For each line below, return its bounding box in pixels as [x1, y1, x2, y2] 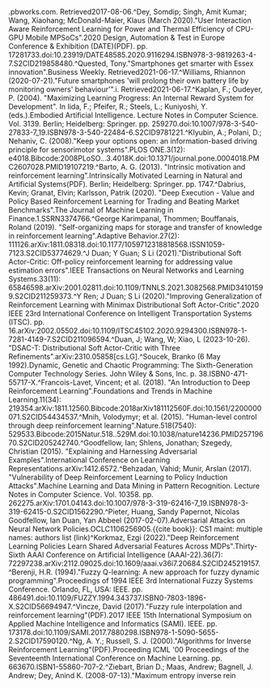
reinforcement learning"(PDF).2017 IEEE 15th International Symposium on [8, 610, 252, 620]
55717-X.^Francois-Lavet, [8, 377, 94, 387]
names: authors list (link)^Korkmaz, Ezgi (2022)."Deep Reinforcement [8, 533, 239, 542]
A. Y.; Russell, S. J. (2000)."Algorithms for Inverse [86, 636, 252, 646]
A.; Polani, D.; [217, 127, 262, 137]
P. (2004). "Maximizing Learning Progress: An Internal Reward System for [8, 93, 254, 102]
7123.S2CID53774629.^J [8, 248, 91, 258]
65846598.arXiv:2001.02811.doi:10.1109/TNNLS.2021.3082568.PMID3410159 [8, 283, 264, 292]
